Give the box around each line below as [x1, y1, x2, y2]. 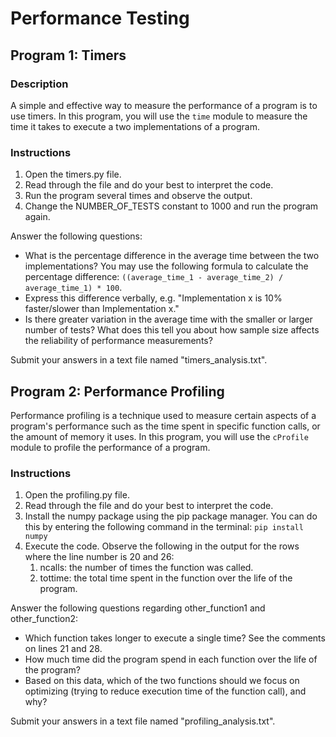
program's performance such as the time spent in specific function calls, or [10, 420, 321, 432]
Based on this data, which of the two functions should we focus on [24, 675, 300, 687]
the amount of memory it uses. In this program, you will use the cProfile [10, 430, 309, 442]
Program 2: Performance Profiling [10, 383, 225, 400]
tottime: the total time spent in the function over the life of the [39, 572, 293, 584]
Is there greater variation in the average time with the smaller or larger [24, 313, 313, 326]
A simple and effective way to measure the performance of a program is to [10, 99, 318, 111]
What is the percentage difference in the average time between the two [24, 250, 320, 262]
